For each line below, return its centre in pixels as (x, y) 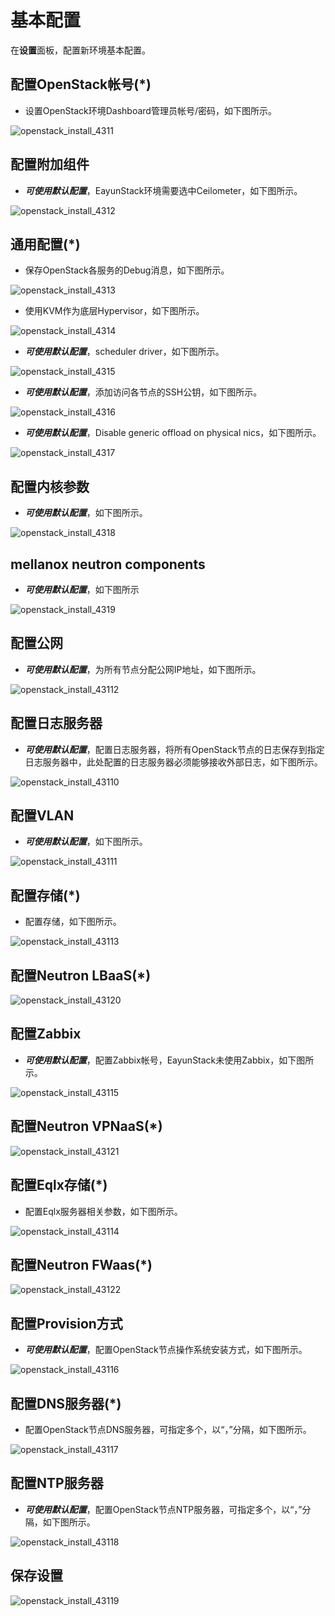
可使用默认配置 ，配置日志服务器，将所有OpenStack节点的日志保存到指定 (174, 749)
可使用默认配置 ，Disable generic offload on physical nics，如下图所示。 (173, 433)
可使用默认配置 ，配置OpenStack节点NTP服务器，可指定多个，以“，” (163, 1509)
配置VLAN (42, 816)
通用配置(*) (45, 244)
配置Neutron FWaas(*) (81, 1264)
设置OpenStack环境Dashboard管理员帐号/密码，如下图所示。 (150, 110)
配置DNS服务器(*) (66, 1403)
